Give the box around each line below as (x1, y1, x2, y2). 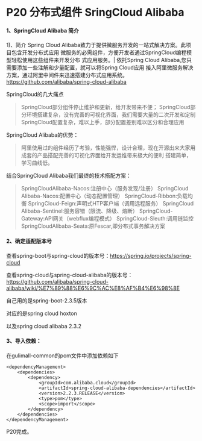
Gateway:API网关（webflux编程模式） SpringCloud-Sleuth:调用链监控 (21, 215, 194, 222)
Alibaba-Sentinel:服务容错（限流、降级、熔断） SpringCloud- (21, 207, 173, 214)
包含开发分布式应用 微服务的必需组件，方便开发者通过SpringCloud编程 (11, 49, 187, 56)
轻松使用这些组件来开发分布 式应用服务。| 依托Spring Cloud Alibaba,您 (11, 57, 187, 64)
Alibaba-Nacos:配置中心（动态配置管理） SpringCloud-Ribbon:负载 (21, 192, 188, 199)
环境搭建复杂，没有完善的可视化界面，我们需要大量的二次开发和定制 (26, 111, 196, 118)
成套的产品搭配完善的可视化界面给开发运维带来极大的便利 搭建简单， (21, 152, 192, 159)
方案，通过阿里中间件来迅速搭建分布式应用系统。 (6, 72, 128, 79)
